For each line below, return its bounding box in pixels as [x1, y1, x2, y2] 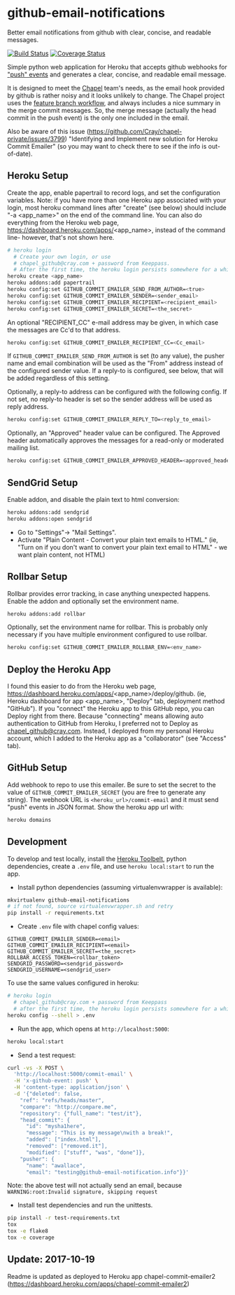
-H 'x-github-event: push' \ [13, 1078, 99, 1085]
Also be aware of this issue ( [7, 127, 90, 135]
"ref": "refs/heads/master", [20, 1097, 105, 1104]
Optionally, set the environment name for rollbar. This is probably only [7, 623, 208, 632]
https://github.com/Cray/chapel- [88, 127, 183, 135]
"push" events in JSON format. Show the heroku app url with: [7, 803, 184, 811]
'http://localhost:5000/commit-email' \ [13, 1071, 133, 1078]
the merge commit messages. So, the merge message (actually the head [7, 106, 217, 114]
